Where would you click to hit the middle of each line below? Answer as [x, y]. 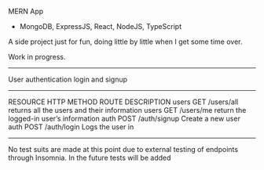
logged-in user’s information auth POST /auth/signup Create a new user [125, 118]
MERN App [26, 11]
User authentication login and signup [68, 79]
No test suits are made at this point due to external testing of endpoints [123, 149]
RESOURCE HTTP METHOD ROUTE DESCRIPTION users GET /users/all [123, 102]
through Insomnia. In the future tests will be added [90, 157]
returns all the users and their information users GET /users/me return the [127, 110]
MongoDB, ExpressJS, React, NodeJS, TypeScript [101, 26]
